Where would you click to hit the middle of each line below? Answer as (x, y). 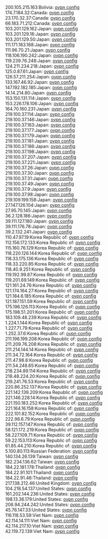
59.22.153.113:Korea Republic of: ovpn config (51, 440)
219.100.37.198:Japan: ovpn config (40, 151)
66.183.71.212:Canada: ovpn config (41, 23)
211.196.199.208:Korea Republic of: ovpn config (53, 339)
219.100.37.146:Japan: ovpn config (40, 120)
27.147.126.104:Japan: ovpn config (40, 205)
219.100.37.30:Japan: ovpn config (39, 173)
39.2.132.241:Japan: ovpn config (39, 232)
